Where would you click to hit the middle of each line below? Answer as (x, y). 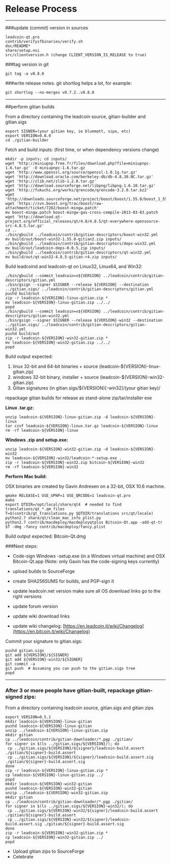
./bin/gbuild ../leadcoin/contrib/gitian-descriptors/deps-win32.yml (81, 243)
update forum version (35, 606)
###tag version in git (27, 64)
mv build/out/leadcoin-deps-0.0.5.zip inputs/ (55, 248)
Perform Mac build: (26, 476)
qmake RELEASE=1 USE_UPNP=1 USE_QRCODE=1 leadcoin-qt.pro (68, 495)
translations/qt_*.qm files (35, 509)
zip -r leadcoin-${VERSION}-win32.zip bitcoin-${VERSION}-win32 (75, 462)
